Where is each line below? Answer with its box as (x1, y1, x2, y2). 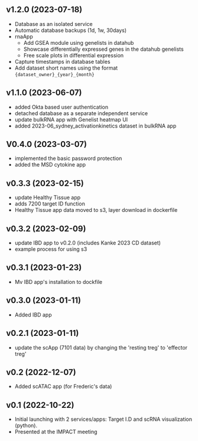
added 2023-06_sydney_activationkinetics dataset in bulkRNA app (14, 122, 177, 129)
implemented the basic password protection (14, 155, 122, 162)
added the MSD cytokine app (14, 161, 86, 168)
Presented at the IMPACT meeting (14, 428, 98, 436)
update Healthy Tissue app (14, 194, 81, 201)
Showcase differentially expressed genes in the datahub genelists (23, 45, 184, 53)
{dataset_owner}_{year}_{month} (14, 71, 95, 77)
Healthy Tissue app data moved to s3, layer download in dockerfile (14, 207, 178, 214)
